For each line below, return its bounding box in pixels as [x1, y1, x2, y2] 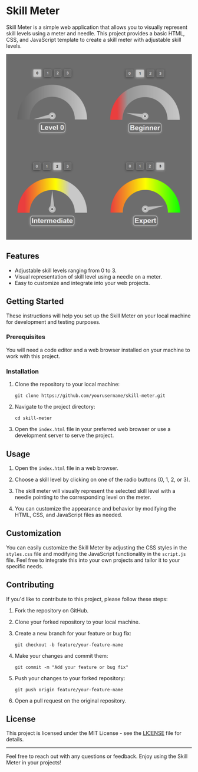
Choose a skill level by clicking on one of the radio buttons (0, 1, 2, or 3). [14, 476, 190, 483]
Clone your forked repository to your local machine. [14, 618, 140, 625]
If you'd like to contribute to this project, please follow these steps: [6, 595, 168, 602]
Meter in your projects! [6, 759, 62, 766]
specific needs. [6, 562, 44, 569]
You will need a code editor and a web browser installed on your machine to [6, 346, 190, 353]
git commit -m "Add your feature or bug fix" [14, 664, 128, 670]
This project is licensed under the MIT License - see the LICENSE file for [6, 730, 181, 737]
